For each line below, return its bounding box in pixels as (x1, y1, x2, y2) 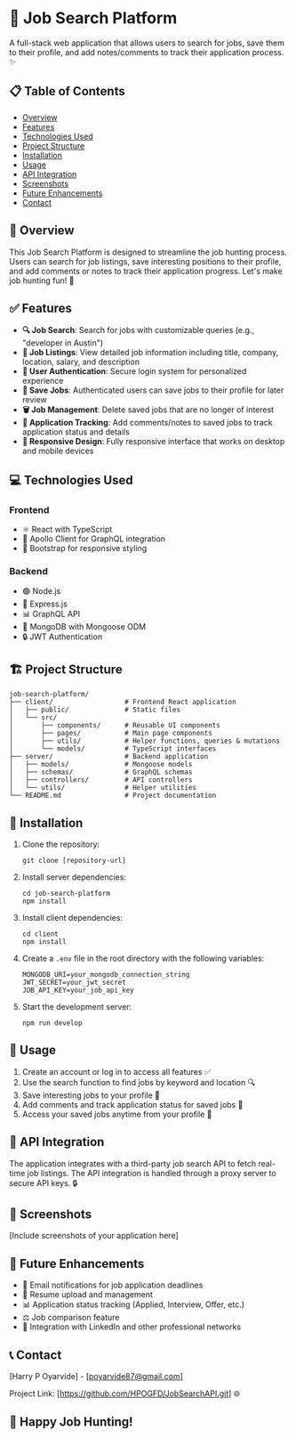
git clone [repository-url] (21, 856, 126, 865)
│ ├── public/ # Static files (9, 705, 180, 715)
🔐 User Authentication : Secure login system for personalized (21, 366, 247, 377)
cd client (21, 930, 60, 938)
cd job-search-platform (21, 889, 111, 898)
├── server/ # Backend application (9, 752, 209, 761)
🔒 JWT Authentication (21, 631, 103, 642)
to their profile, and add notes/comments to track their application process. (9, 46, 284, 57)
